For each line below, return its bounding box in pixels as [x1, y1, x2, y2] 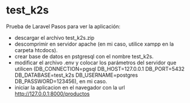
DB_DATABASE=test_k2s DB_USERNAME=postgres [14, 71, 139, 78]
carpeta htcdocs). [14, 46, 58, 53]
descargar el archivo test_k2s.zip [14, 34, 95, 41]
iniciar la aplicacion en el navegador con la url [14, 84, 125, 91]
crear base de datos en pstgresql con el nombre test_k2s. [14, 53, 154, 60]
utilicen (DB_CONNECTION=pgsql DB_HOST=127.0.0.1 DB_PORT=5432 [14, 65, 185, 72]
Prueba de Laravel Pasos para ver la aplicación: [6, 23, 121, 30]
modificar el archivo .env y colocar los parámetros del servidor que [14, 59, 177, 66]
